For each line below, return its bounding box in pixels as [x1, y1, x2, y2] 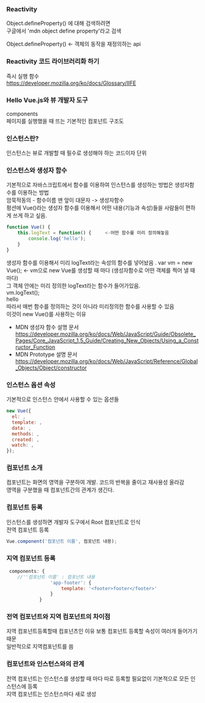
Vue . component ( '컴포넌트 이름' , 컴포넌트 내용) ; [6, 538, 117, 545]
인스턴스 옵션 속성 [6, 380, 56, 389]
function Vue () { [6, 224, 51, 230]
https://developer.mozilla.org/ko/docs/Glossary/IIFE [6, 79, 136, 87]
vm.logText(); [6, 289, 40, 296]
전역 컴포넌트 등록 [6, 526, 49, 533]
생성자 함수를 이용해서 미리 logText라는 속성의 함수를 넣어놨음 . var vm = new [6, 258, 193, 266]
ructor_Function [15, 343, 56, 351]
